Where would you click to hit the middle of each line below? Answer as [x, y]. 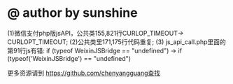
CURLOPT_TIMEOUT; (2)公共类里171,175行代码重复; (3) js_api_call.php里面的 [116, 42]
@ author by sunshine [72, 13]
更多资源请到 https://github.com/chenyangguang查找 [84, 73]
